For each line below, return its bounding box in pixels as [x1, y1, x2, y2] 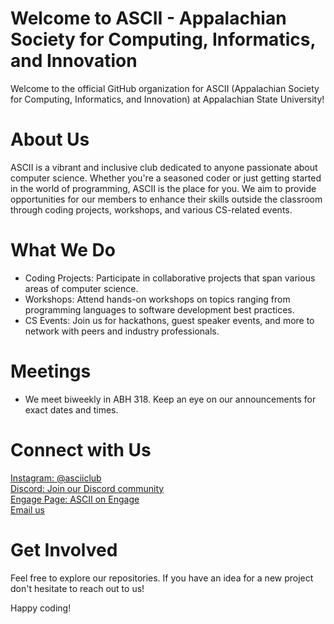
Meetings [10, 360, 92, 382]
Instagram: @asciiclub [10, 472, 102, 484]
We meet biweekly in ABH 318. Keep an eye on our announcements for [24, 393, 317, 405]
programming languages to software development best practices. [24, 303, 295, 316]
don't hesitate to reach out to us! [10, 582, 145, 594]
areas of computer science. [24, 282, 139, 294]
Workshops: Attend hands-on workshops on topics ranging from [24, 293, 291, 305]
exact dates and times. [24, 403, 119, 416]
